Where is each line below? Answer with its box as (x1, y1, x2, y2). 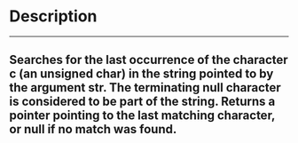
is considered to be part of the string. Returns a (9, 94, 276, 109)
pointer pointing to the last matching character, (9, 108, 276, 123)
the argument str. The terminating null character (9, 80, 281, 95)
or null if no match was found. (9, 122, 177, 137)
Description (9, 6, 98, 27)
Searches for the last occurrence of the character (9, 52, 288, 68)
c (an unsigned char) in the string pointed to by (9, 67, 274, 82)
